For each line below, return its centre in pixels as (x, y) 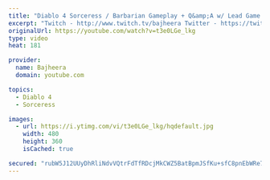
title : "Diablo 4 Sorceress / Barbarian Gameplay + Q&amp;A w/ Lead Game (135, 16)
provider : (25, 60)
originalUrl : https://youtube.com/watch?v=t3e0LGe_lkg (102, 31)
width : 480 (41, 134)
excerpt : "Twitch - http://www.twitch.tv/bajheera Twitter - (113, 23)
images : (21, 119)
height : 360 (43, 141)
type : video (28, 38)
